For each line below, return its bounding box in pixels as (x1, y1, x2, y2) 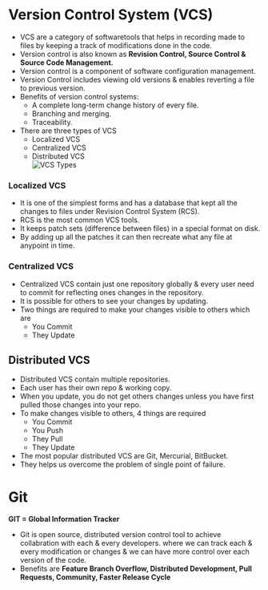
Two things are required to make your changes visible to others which (19, 305, 250, 314)
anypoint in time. (19, 240, 75, 250)
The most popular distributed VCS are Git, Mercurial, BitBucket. (19, 451, 229, 461)
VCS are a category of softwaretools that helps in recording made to (19, 32, 246, 42)
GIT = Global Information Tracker (8, 515, 120, 524)
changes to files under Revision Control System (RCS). (19, 207, 200, 216)
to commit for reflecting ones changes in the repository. (19, 287, 204, 297)
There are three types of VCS (19, 126, 118, 135)
